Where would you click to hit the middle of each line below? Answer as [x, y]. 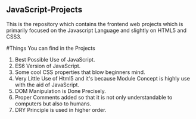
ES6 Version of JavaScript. [48, 66]
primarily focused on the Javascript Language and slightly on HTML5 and [96, 30]
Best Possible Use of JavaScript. [55, 59]
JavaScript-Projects [44, 10]
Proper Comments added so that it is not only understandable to [94, 97]
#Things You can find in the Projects [51, 48]
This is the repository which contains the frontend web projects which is [95, 24]
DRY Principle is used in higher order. [60, 110]
